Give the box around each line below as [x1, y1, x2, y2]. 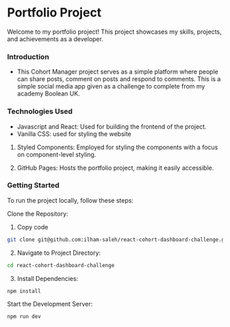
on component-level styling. [16, 150, 97, 159]
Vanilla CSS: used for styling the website [16, 129, 131, 138]
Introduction [7, 52, 49, 61]
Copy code [16, 223, 49, 231]
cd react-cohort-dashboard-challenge [7, 262, 115, 269]
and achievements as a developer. [7, 34, 104, 43]
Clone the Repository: [7, 210, 68, 218]
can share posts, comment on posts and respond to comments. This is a [16, 75, 221, 83]
